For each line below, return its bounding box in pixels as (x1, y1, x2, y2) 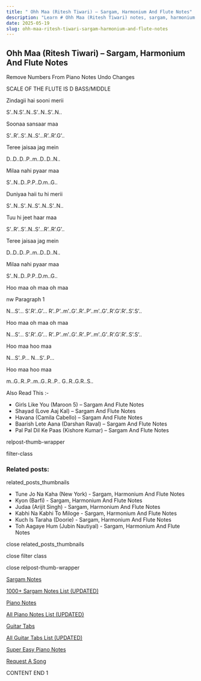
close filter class (6, 552, 47, 560)
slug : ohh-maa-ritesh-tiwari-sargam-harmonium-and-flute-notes (6, 25, 169, 32)
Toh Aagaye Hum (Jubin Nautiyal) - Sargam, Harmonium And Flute (14, 523, 181, 530)
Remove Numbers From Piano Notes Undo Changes (6, 74, 135, 81)
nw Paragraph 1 (6, 296, 45, 303)
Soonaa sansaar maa (6, 120, 58, 127)
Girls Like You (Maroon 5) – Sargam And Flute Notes (14, 401, 144, 408)
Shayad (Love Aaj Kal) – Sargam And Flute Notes (14, 408, 136, 415)
